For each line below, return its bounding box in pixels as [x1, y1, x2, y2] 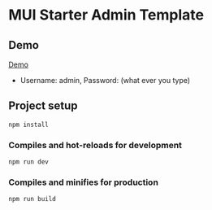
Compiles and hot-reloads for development [8, 139, 183, 151]
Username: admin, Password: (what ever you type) [19, 76, 191, 85]
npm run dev [8, 158, 49, 166]
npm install [8, 120, 49, 129]
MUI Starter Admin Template [8, 6, 205, 24]
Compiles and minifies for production [8, 177, 158, 188]
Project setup [8, 99, 79, 113]
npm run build [8, 195, 57, 203]
